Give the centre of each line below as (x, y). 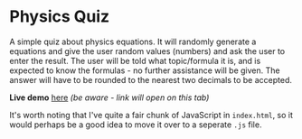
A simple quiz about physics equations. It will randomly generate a (133, 42)
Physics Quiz (60, 17)
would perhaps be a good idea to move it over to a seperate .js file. (136, 125)
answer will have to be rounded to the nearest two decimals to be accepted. (151, 79)
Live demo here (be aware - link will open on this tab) (109, 97)
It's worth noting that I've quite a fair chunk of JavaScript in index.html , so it (151, 115)
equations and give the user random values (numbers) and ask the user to (147, 51)
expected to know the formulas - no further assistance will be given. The (145, 70)
